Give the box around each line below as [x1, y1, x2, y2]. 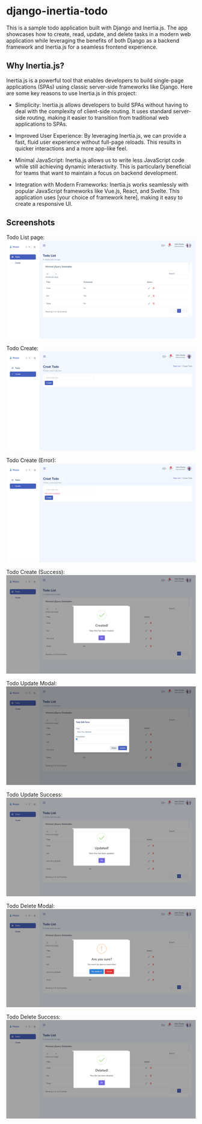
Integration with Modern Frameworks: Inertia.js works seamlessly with [14, 181, 189, 188]
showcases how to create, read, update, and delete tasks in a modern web [6, 30, 191, 37]
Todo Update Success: [6, 791, 63, 798]
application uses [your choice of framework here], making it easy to [14, 194, 183, 201]
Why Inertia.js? [6, 61, 65, 71]
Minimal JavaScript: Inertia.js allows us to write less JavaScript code [14, 156, 185, 164]
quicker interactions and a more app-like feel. [14, 144, 128, 152]
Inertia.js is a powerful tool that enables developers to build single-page [6, 76, 184, 84]
